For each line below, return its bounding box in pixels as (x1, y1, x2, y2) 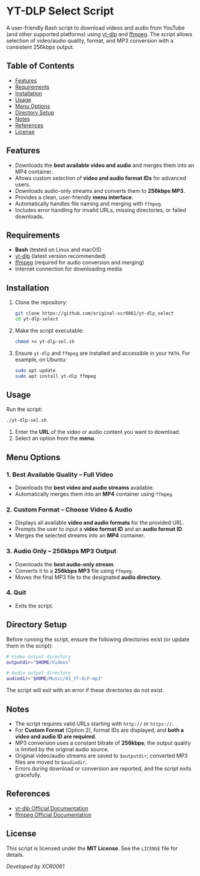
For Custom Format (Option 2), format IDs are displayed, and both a (14, 726, 184, 733)
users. (14, 181, 31, 188)
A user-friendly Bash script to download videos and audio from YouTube (6, 24, 185, 31)
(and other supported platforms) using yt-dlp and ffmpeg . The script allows (6, 30, 193, 37)
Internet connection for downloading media (14, 265, 123, 272)
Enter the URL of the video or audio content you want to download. (14, 428, 181, 436)
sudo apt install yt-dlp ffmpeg (14, 373, 96, 379)
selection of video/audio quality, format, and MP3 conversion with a (6, 37, 174, 44)
